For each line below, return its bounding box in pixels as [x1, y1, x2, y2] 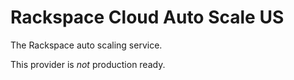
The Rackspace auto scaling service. [10, 39, 163, 51]
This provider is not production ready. [10, 58, 166, 70]
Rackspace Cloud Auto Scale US [10, 6, 285, 29]
